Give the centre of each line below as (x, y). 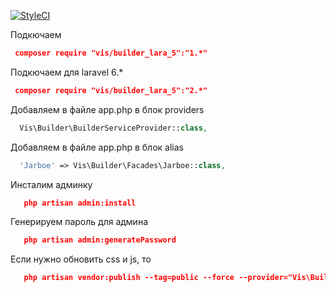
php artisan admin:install (80, 203)
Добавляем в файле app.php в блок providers (107, 109)
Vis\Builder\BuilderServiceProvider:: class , (113, 128)
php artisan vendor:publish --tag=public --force (129, 278)
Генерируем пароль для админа (79, 222)
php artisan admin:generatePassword (100, 240)
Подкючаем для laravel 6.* (67, 72)
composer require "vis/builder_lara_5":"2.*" (111, 90)
